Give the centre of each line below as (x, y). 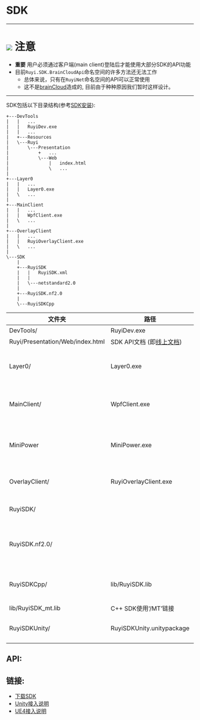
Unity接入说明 (32, 704)
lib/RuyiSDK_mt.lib (35, 608)
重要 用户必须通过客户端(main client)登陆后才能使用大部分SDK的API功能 (103, 64)
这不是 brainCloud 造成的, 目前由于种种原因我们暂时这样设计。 (99, 86)
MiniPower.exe (131, 445)
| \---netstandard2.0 (46, 283)
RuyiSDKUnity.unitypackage (150, 628)
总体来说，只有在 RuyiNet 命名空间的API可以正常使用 (87, 79)
